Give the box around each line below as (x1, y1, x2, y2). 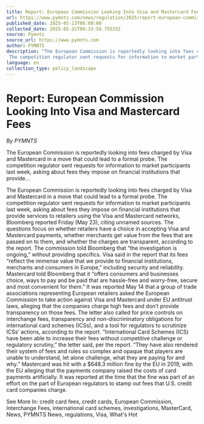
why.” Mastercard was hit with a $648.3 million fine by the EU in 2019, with (6, 360, 193, 368)
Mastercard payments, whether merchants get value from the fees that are (6, 232, 193, 239)
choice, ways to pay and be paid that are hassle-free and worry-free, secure (6, 277, 198, 284)
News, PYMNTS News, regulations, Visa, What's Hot (6, 411, 138, 419)
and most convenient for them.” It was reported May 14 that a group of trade (6, 283, 197, 291)
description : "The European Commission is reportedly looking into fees (6, 49, 194, 55)
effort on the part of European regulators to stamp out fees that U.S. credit (6, 380, 192, 387)
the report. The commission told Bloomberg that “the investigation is (6, 244, 177, 252)
